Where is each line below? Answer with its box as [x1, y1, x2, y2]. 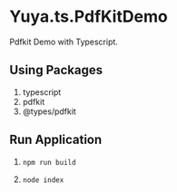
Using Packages [9, 62, 103, 78]
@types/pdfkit [22, 106, 77, 117]
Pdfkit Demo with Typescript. [9, 36, 118, 47]
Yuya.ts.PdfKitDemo [9, 6, 168, 27]
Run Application [9, 132, 103, 148]
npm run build [22, 158, 76, 167]
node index [22, 175, 64, 185]
